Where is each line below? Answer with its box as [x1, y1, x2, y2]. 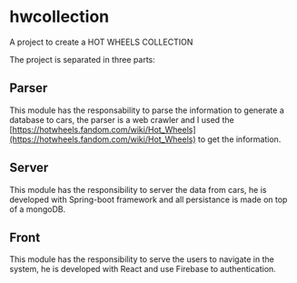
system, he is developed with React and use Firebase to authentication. [9, 264, 277, 275]
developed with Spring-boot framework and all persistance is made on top [9, 194, 288, 205]
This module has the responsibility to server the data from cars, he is [9, 184, 267, 195]
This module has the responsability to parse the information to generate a [9, 105, 284, 116]
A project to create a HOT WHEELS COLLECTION [9, 36, 193, 47]
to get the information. [197, 134, 282, 145]
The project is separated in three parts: [9, 54, 156, 65]
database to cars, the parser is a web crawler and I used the [9, 114, 234, 125]
